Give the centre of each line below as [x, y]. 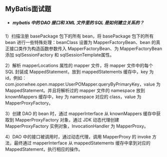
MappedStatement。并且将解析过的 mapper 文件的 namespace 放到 [75, 90]
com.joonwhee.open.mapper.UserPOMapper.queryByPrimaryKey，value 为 [83, 84]
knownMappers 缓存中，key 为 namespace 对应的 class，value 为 [73, 97]
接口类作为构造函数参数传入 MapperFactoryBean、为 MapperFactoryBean [86, 48]
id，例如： [16, 78]
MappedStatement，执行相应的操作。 [44, 149]
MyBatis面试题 [28, 9]
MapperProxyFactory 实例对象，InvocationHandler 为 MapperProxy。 [77, 126]
